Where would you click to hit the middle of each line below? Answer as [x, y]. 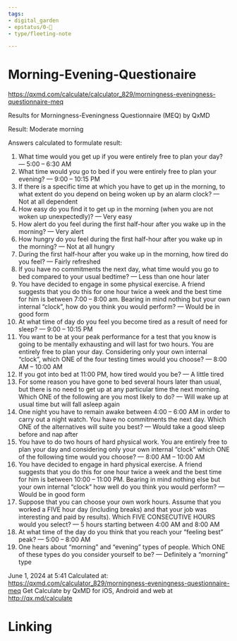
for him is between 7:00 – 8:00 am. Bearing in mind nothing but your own [124, 299]
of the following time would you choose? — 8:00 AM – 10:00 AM [111, 457]
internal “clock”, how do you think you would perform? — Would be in [119, 307]
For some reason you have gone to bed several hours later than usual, [120, 382]
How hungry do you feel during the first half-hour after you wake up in [120, 239]
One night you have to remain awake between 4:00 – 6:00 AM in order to [124, 412]
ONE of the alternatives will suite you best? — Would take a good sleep [121, 427]
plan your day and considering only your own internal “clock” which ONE [124, 449]
